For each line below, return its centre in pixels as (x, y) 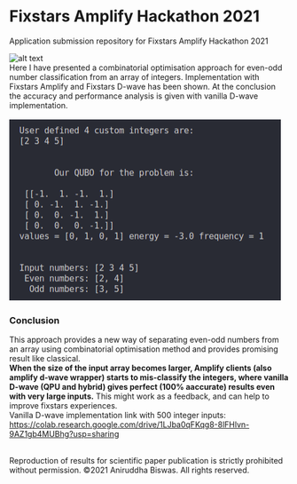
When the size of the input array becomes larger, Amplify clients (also (141, 368)
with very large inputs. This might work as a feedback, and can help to (140, 396)
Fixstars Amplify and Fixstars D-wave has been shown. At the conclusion (143, 86)
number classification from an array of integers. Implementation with (134, 76)
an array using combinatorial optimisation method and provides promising (144, 349)
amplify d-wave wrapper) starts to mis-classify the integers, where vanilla (149, 377)
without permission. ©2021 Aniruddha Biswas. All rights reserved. (129, 470)
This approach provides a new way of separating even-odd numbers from (144, 340)
